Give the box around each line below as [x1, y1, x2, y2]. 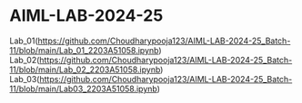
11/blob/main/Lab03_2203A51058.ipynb [9, 83, 157, 94]
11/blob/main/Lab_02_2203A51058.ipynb [9, 64, 161, 75]
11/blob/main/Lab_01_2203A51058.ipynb [9, 44, 159, 55]
